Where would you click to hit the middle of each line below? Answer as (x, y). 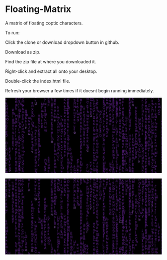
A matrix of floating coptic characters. (44, 23)
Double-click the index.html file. (38, 81)
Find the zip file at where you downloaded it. (51, 61)
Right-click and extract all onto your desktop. (51, 71)
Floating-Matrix (38, 9)
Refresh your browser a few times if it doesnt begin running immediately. (80, 90)
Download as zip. (23, 52)
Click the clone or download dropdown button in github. (62, 42)
